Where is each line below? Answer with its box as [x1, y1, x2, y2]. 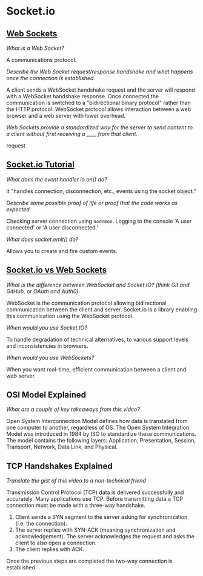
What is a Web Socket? [6, 44, 65, 52]
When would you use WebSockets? [6, 354, 95, 361]
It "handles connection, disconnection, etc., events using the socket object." [6, 187, 197, 195]
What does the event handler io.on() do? [6, 175, 107, 183]
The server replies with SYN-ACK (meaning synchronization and [15, 526, 176, 534]
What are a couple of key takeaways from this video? [6, 405, 141, 413]
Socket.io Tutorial [6, 160, 75, 170]
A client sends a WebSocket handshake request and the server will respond [6, 86, 195, 93]
